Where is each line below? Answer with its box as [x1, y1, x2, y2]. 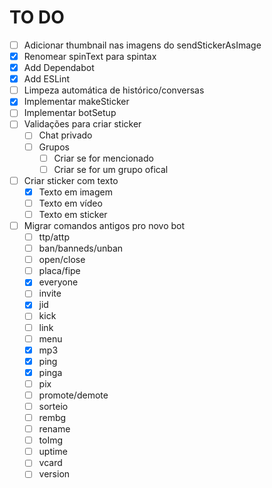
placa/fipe [38, 265, 81, 277]
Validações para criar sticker [23, 118, 142, 130]
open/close [38, 254, 86, 266]
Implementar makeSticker [23, 96, 130, 108]
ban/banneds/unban [38, 242, 124, 255]
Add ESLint [23, 73, 71, 85]
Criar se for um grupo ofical [53, 163, 169, 175]
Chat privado [38, 129, 93, 141]
